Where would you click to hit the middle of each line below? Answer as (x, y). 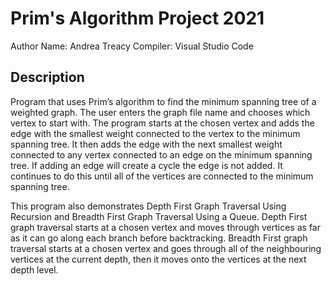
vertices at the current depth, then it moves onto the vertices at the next (158, 259)
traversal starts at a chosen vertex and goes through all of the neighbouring (166, 248)
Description (47, 77)
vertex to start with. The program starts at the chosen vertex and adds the (162, 123)
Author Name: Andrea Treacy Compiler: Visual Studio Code (132, 46)
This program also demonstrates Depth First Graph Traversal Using (148, 206)
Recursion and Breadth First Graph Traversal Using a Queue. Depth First (159, 216)
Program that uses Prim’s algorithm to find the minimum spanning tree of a (163, 101)
